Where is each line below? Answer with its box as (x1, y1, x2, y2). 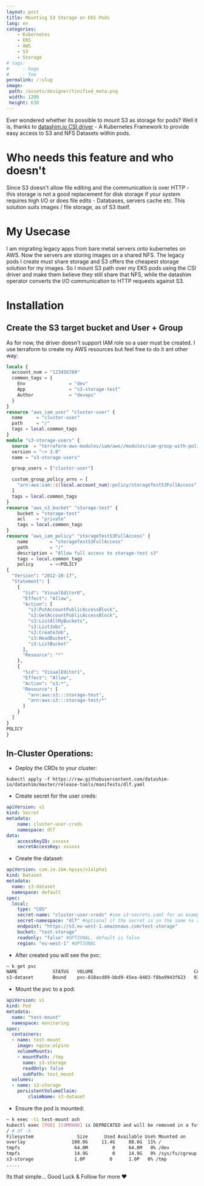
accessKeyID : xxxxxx (17, 838, 69, 845)
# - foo (6, 71, 36, 77)
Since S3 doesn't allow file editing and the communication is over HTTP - (6, 184, 189, 191)
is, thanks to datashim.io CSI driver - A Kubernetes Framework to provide (6, 123, 189, 130)
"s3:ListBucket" (28, 641, 69, 647)
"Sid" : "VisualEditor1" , (22, 669, 86, 675)
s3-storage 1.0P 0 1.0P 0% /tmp (6, 1156, 167, 1162)
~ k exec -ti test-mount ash (6, 1116, 80, 1123)
